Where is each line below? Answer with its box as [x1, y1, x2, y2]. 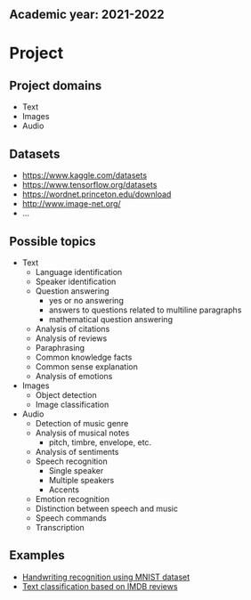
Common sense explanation [35, 361, 138, 372]
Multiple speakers [48, 475, 115, 486]
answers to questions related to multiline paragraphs [48, 304, 242, 315]
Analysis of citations [35, 324, 110, 335]
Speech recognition [35, 456, 109, 466]
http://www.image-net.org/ [21, 199, 122, 209]
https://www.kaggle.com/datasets [21, 170, 148, 181]
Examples [9, 547, 65, 564]
